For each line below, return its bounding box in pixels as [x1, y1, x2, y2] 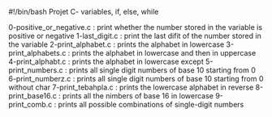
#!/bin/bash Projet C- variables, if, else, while [8, 7, 159, 16]
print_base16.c [8, 91, 57, 100]
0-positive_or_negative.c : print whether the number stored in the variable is [8, 23, 262, 31]
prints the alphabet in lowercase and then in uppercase [71, 48, 257, 57]
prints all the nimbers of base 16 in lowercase [62, 91, 214, 100]
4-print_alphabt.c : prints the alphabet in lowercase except [8, 56, 205, 66]
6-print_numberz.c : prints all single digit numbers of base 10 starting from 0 [8, 74, 264, 83]
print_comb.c [8, 100, 53, 109]
